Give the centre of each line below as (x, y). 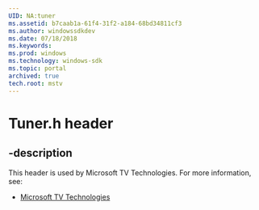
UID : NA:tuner (32, 16)
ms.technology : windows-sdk (56, 61)
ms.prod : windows (38, 53)
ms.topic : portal (38, 69)
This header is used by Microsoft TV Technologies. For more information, (130, 172)
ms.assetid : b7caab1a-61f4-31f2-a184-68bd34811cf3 (95, 23)
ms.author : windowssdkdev (52, 31)
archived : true (34, 76)
